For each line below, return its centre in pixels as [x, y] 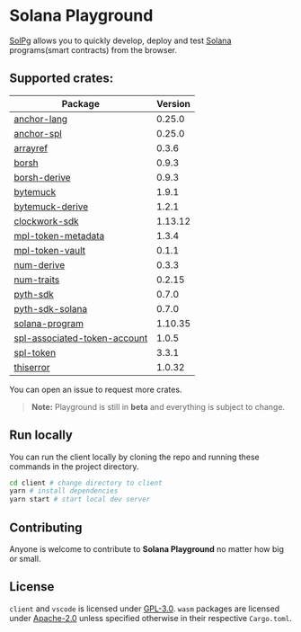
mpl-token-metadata [59, 236]
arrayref [31, 147]
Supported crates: [62, 79]
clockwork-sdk [46, 221]
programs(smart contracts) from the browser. [93, 49]
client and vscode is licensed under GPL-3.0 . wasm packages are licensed [145, 609]
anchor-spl [38, 133]
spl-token [35, 352]
